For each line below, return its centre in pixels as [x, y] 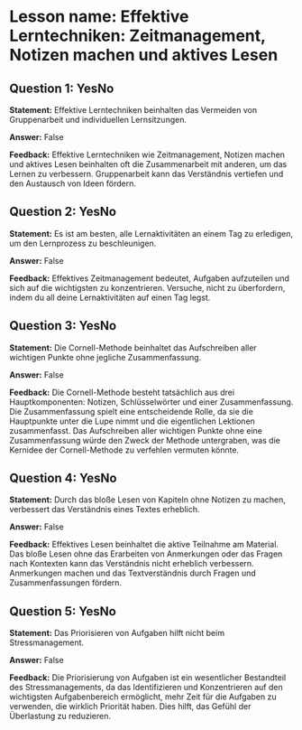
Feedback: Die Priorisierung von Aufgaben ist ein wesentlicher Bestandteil [148, 678]
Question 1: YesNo [62, 88]
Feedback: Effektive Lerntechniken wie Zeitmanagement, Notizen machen [147, 154]
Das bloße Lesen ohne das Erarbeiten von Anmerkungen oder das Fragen [146, 554]
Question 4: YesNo [63, 478]
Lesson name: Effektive [99, 17]
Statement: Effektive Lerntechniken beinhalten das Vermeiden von [133, 110]
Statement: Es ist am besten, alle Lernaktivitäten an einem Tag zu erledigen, [151, 233]
